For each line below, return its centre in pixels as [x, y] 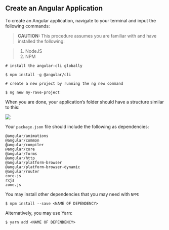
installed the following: [41, 41]
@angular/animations [27, 136]
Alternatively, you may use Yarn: [39, 213]
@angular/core [20, 149]
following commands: [28, 26]
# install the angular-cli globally [44, 65]
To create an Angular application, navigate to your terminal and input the [81, 20]
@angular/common [22, 140]
